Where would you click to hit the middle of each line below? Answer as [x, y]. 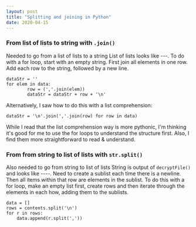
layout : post [22, 11]
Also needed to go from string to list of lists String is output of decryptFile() [98, 167]
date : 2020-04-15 [27, 22]
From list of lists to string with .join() [61, 43]
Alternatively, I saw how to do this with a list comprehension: [79, 105]
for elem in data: [28, 84]
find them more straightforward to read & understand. [71, 139]
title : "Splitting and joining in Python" [59, 17]
